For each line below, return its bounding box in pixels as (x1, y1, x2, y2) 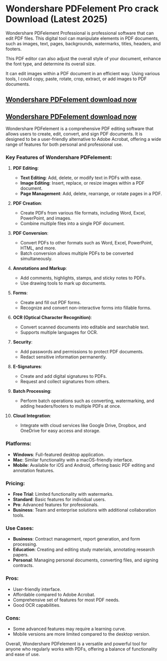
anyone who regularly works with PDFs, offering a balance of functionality (5, 646, 158, 652)
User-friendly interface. (12, 586, 61, 592)
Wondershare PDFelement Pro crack (5, 3, 159, 14)
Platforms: (5, 440, 32, 447)
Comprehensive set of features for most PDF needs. (12, 597, 120, 603)
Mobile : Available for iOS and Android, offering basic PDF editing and (12, 462, 155, 468)
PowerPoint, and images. (20, 215, 72, 221)
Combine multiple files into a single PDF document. (20, 220, 125, 226)
